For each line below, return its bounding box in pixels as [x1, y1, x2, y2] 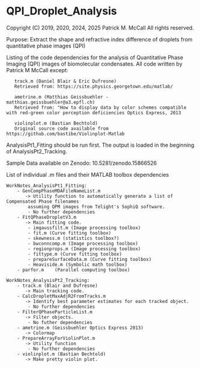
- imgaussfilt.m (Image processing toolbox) [28, 224, 141, 231]
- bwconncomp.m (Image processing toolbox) [28, 241, 138, 247]
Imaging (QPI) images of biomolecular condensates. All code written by [6, 60, 183, 67]
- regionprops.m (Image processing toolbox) [28, 245, 141, 252]
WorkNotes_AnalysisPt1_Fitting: [6, 182, 87, 189]
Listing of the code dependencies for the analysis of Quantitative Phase [6, 54, 183, 61]
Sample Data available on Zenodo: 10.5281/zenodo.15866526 [6, 159, 157, 167]
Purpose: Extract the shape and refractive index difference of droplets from [6, 35, 193, 43]
